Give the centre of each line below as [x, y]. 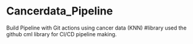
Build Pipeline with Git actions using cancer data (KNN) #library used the [96, 28]
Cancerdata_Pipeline [60, 11]
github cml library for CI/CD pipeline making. [62, 34]
